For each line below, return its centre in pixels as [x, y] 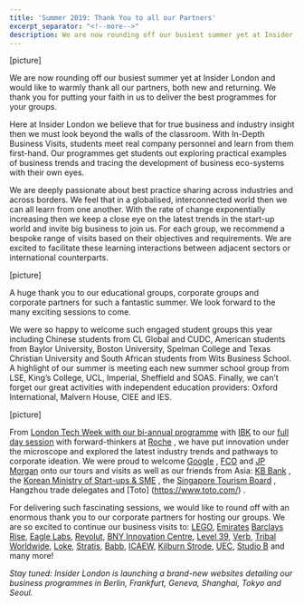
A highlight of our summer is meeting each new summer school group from [149, 368]
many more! [32, 556]
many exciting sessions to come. [70, 312]
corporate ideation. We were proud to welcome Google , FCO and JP [138, 461]
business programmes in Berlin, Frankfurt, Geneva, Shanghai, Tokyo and [146, 583]
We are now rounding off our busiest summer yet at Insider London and [142, 78]
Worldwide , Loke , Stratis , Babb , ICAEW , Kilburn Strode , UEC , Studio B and [147, 546]
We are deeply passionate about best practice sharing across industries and [152, 190]
